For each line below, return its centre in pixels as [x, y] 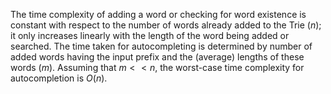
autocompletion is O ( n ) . [59, 78]
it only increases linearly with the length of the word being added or [150, 35]
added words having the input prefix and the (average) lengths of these [157, 57]
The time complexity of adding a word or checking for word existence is [158, 14]
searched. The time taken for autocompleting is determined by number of [161, 46]
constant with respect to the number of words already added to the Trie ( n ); [166, 25]
